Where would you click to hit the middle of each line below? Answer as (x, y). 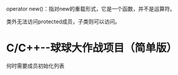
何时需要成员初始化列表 (35, 65)
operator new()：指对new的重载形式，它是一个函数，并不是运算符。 (91, 9)
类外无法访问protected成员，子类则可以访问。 (63, 22)
